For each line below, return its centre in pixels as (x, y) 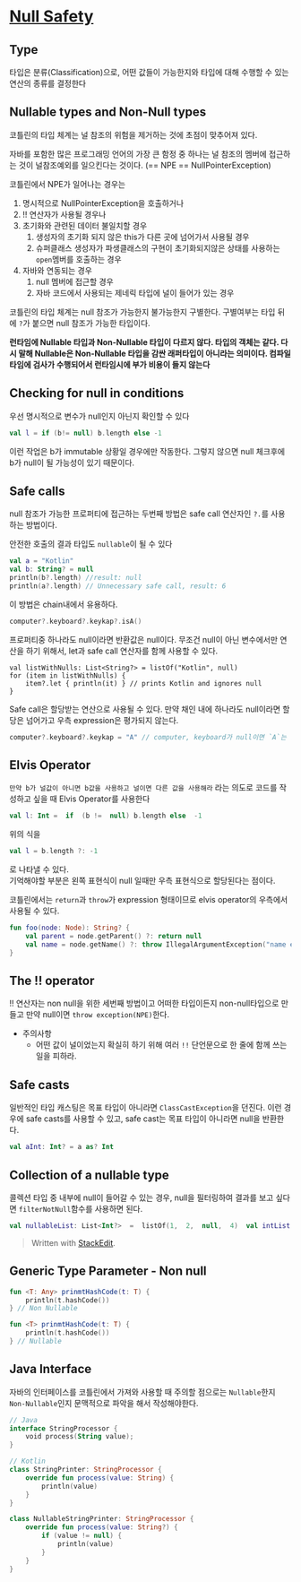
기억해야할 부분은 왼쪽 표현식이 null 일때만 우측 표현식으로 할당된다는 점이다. (142, 881)
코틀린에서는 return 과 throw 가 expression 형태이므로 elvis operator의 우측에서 (149, 900)
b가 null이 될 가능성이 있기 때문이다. (72, 462)
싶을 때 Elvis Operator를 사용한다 (91, 799)
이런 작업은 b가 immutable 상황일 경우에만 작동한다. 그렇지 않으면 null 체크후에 (147, 451)
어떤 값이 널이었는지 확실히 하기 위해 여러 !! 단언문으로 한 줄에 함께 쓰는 (161, 1045)
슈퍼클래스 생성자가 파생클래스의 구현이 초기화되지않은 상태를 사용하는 (158, 247)
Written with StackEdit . (73, 1242)
